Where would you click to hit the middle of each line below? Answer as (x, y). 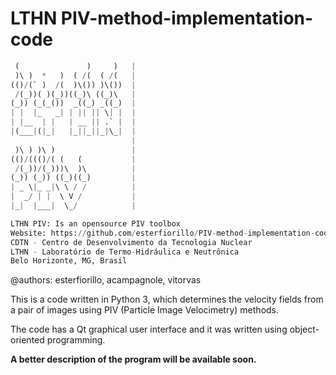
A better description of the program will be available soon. (133, 359)
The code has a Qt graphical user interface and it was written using (149, 329)
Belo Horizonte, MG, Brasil (69, 261)
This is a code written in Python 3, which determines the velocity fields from (167, 299)
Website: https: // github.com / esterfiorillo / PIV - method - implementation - (162, 233)
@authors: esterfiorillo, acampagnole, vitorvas (106, 280)
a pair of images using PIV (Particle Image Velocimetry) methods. (145, 310)
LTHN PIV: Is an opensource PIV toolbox (96, 223)
